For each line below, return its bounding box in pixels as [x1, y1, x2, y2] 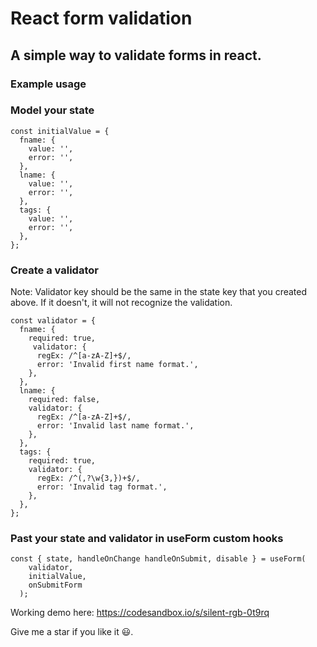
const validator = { [10, 316, 97, 326]
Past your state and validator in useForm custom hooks [10, 532, 284, 546]
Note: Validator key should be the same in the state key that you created [10, 286, 308, 298]
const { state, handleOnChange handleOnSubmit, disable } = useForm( [10, 554, 307, 564]
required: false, [28, 395, 101, 405]
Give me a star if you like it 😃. [10, 626, 134, 638]
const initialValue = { [10, 126, 110, 136]
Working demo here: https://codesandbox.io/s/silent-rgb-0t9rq [10, 607, 270, 619]
